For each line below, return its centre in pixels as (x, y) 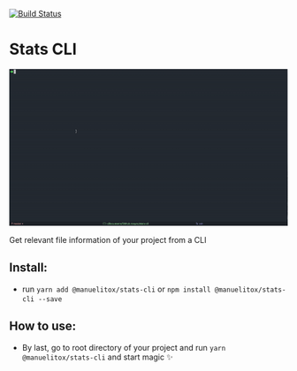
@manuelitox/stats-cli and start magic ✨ (98, 357)
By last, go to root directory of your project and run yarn (124, 347)
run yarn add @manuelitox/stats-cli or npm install (116, 289)
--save (50, 299)
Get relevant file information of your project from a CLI (108, 240)
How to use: (43, 326)
